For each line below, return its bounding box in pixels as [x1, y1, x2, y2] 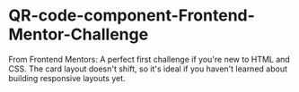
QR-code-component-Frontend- [8, 5, 255, 26]
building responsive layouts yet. [8, 72, 127, 83]
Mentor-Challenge [8, 24, 149, 45]
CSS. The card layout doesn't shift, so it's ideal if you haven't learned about [8, 63, 288, 74]
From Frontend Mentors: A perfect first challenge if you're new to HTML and [8, 54, 291, 64]
